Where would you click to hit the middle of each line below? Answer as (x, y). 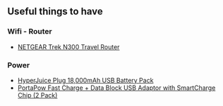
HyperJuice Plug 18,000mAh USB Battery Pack (85, 80)
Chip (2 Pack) (37, 95)
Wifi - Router (30, 32)
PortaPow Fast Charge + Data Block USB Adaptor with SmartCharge (116, 88)
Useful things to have (55, 12)
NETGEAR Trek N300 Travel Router (68, 47)
